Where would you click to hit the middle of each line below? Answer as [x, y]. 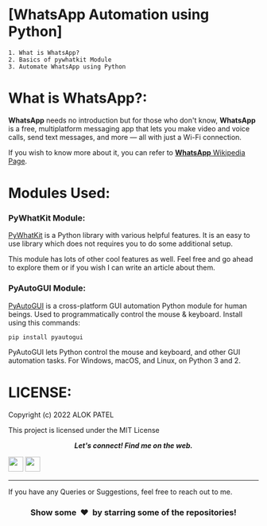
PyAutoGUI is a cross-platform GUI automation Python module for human [128, 306]
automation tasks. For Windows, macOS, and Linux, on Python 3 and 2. [124, 360]
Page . [18, 161]
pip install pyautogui [46, 337]
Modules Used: [59, 193]
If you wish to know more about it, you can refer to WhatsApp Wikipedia [127, 152]
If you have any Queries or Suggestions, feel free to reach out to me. [120, 492]
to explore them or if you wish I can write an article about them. [112, 267]
